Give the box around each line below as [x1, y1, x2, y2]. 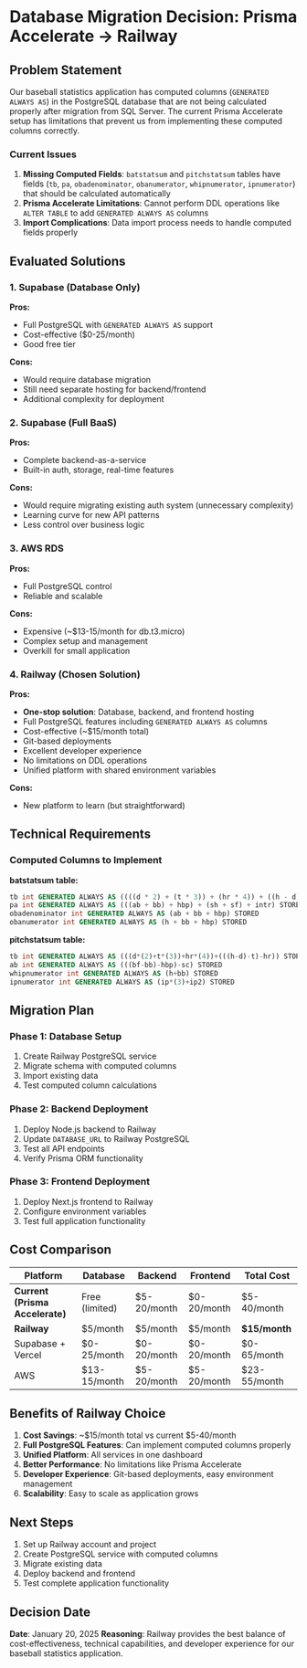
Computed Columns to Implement [9, 854, 163, 867]
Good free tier [22, 338, 76, 349]
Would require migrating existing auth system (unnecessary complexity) [22, 500, 294, 511]
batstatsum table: [9, 874, 79, 885]
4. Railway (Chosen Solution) [9, 668, 141, 681]
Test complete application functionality [22, 1578, 170, 1589]
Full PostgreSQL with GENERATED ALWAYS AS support [22, 319, 213, 330]
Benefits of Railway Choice [9, 1406, 166, 1421]
